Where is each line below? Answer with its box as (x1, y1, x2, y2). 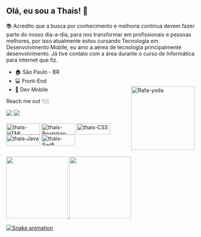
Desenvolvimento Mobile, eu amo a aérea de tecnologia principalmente (6, 43, 182, 51)
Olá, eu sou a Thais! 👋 (6, 6, 89, 16)
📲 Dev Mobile (14, 86, 48, 93)
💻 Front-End (14, 77, 47, 84)
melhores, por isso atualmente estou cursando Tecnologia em (6, 37, 159, 44)
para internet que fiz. (6, 56, 58, 63)
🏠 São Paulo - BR (14, 68, 60, 75)
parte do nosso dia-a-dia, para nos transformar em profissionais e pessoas (6, 31, 191, 38)
